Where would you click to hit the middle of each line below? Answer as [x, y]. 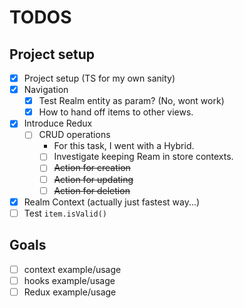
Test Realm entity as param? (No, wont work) [131, 101]
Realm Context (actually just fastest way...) [112, 202]
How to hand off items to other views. [116, 112]
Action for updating [93, 179]
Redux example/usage [70, 292]
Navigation [46, 90]
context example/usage [72, 269]
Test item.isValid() [65, 213]
